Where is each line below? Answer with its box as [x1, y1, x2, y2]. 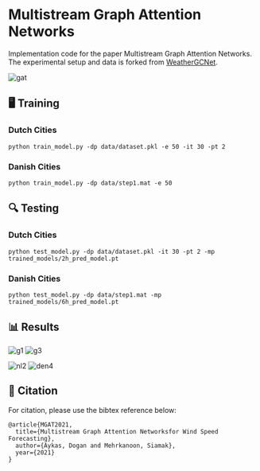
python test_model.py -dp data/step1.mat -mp [8, 290, 161, 299]
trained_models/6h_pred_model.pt [8, 298, 119, 306]
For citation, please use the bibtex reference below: [8, 405, 177, 415]
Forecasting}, [8, 434, 56, 442]
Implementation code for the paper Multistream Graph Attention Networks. [8, 49, 253, 58]
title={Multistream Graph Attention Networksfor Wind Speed [15, 427, 219, 435]
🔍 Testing [8, 201, 60, 216]
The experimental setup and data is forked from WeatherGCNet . [8, 57, 219, 67]
